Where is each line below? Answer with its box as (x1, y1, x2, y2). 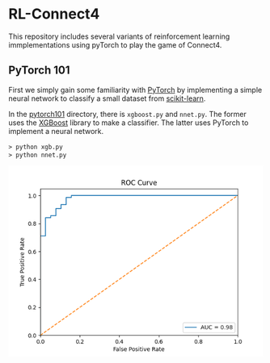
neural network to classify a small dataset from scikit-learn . (8, 94, 206, 103)
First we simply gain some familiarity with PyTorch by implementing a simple (8, 85, 263, 94)
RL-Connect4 (8, 5, 100, 23)
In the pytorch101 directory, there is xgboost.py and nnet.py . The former (8, 109, 247, 119)
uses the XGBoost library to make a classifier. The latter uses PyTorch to (8, 118, 249, 127)
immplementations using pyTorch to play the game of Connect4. (8, 40, 222, 49)
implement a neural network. (8, 126, 103, 136)
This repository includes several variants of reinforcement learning (8, 31, 230, 41)
